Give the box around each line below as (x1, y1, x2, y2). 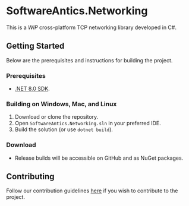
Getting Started (6, 41, 65, 51)
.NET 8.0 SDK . (14, 85, 51, 93)
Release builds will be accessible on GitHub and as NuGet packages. (14, 154, 184, 161)
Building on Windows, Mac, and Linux (6, 100, 117, 108)
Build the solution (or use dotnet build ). (14, 126, 113, 133)
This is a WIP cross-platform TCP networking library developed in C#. (6, 24, 177, 31)
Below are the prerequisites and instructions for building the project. (6, 56, 173, 64)
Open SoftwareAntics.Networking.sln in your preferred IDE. (14, 120, 162, 127)
